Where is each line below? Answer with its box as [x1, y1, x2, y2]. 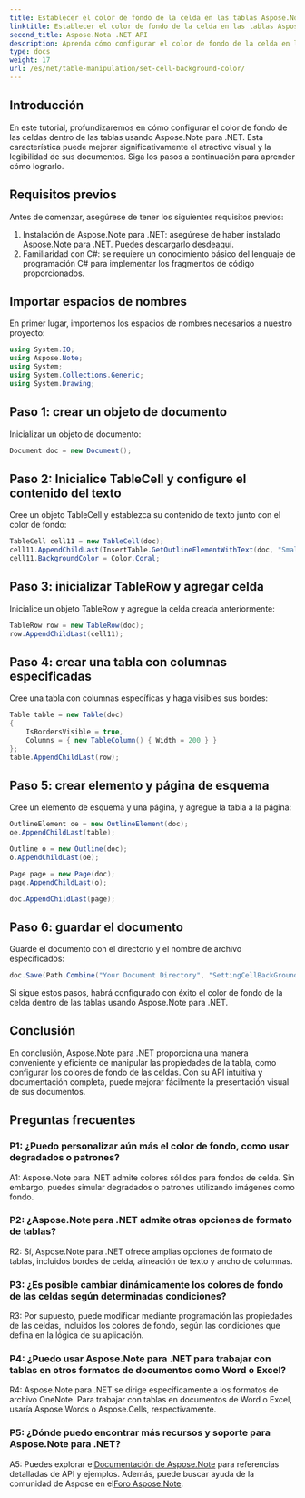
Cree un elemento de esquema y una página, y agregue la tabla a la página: [9, 802, 292, 813]
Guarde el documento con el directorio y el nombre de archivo [9, 944, 242, 955]
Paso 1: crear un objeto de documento [9, 404, 228, 420]
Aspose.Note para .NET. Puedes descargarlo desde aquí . [22, 238, 234, 249]
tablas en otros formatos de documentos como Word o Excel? [9, 1364, 287, 1377]
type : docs [9, 47, 51, 56]
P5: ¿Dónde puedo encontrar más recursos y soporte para [9, 1426, 271, 1439]
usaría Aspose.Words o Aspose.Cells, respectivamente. [9, 1403, 217, 1415]
